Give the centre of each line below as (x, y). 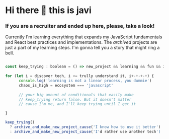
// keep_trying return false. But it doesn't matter (75, 99)
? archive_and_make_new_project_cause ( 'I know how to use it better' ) (85, 127)
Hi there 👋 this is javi (48, 10)
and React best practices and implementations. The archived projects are (81, 42)
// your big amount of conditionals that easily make (76, 95)
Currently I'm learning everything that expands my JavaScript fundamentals (84, 37)
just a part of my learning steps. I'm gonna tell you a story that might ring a (82, 48)
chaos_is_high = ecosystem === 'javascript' (66, 85)
